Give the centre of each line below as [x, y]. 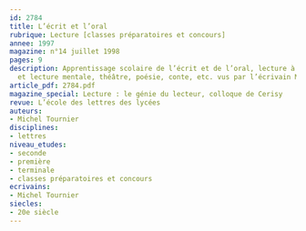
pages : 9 [26, 60]
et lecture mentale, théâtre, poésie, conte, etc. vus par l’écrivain [154, 77]
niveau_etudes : [38, 145]
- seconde [28, 153]
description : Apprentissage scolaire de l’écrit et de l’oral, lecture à [153, 69]
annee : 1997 [32, 43]
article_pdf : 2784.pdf [52, 85]
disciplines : [34, 128]
